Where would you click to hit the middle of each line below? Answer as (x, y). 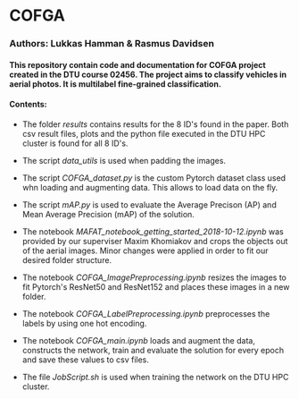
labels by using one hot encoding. (84, 323)
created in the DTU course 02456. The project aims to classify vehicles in (148, 74)
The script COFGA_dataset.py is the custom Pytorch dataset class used (154, 178)
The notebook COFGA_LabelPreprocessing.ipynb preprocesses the (146, 313)
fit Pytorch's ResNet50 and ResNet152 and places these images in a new (156, 286)
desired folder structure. (67, 259)
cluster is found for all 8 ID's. (75, 143)
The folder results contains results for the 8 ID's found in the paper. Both (155, 124)
